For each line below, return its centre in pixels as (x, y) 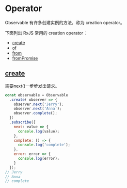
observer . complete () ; (35, 113)
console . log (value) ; (39, 131)
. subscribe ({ (23, 122)
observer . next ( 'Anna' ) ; (38, 109)
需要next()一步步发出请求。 (32, 86)
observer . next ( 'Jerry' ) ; (39, 104)
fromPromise (25, 58)
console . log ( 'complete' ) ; (44, 145)
